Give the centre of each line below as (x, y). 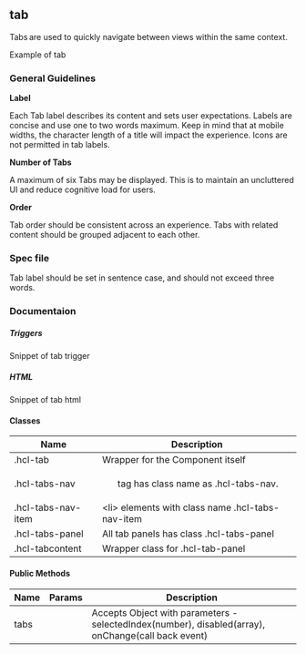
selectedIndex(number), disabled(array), (178, 624)
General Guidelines (53, 78)
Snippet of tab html (46, 400)
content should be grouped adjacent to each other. (105, 235)
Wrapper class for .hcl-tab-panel (173, 548)
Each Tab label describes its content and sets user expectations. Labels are (151, 116)
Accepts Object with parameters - (165, 612)
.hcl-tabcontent (48, 548)
